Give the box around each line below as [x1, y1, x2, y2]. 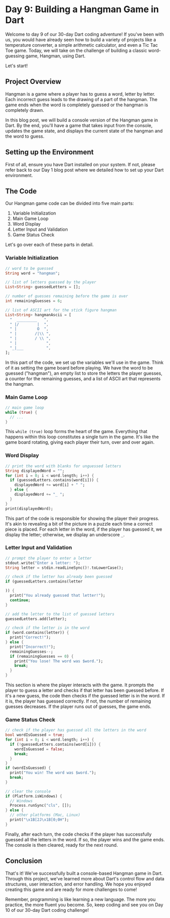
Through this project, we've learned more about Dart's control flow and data [5, 875, 165, 881]
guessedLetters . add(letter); [5, 616, 67, 621]
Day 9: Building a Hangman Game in [5, 4, 159, 15]
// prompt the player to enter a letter [5, 556, 92, 561]
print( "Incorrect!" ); [10, 644, 56, 649]
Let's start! [5, 63, 28, 69]
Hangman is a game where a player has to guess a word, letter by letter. [5, 90, 156, 97]
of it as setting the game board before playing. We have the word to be [5, 364, 153, 371]
